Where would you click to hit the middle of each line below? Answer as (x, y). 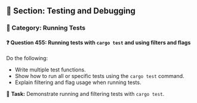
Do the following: (27, 58)
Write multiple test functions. (50, 70)
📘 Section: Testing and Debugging (71, 11)
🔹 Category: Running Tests (46, 28)
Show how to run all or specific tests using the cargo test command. (99, 76)
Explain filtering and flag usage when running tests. (78, 82)
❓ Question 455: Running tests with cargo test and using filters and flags (98, 42)
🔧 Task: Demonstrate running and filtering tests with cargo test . (85, 93)
